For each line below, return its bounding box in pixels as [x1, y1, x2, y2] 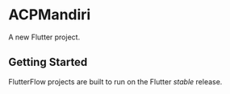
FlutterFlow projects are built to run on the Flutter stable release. [8, 76, 223, 86]
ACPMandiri [8, 6, 91, 24]
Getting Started [8, 55, 88, 69]
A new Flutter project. [8, 32, 81, 42]
